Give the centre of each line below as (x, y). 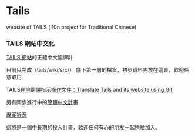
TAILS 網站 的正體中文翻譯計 (40, 58)
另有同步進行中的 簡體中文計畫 (42, 102)
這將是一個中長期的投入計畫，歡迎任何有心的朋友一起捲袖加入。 (83, 127)
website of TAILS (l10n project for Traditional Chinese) (71, 27)
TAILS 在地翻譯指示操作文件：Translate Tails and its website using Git (89, 90)
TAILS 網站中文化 (30, 44)
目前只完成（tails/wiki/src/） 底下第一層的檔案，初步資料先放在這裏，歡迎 (95, 70)
